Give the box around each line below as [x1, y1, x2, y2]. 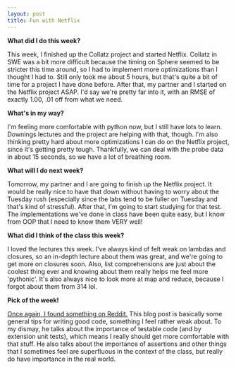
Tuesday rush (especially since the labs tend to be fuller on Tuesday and [7, 195, 218, 203]
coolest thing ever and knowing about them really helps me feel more [7, 267, 209, 275]
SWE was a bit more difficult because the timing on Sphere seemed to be [7, 57, 220, 66]
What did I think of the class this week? [7, 231, 125, 239]
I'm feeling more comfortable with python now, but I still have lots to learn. [7, 122, 223, 131]
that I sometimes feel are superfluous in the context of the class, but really [7, 347, 223, 355]
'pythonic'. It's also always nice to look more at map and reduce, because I [7, 275, 224, 283]
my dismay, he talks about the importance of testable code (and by [7, 324, 202, 333]
